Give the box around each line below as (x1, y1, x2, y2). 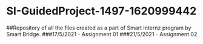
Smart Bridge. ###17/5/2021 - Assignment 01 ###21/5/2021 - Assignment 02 (6, 30, 198, 37)
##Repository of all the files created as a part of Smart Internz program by (6, 24, 191, 31)
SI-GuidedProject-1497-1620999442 (6, 4, 197, 18)
